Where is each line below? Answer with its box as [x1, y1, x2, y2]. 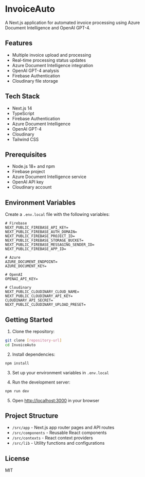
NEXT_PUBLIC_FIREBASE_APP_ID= [5, 247, 67, 251]
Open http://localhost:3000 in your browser [12, 397, 100, 403]
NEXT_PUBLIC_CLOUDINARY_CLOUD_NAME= [5, 290, 79, 295]
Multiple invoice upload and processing [12, 52, 91, 58]
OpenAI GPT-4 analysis [12, 68, 59, 73]
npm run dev [5, 388, 29, 393]
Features [5, 39, 33, 47]
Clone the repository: [12, 329, 55, 334]
